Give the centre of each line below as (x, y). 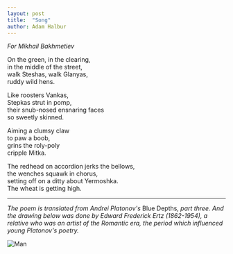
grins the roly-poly (34, 146)
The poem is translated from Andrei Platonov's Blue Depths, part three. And (115, 208)
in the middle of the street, (45, 67)
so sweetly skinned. (36, 117)
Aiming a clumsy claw (38, 131)
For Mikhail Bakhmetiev (41, 46)
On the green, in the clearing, (49, 60)
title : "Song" (29, 20)
